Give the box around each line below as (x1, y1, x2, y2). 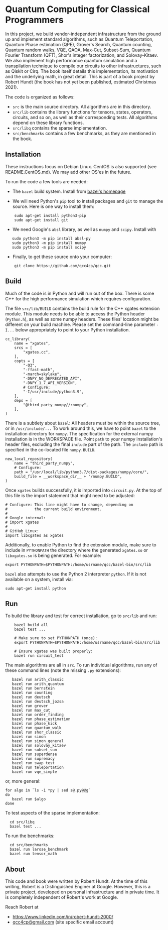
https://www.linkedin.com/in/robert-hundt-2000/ (12, 914, 114, 920)
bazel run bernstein (12, 686, 55, 691)
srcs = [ (14, 345, 33, 350)
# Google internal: (5, 515, 46, 520)
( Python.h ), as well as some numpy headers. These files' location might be (5, 316, 159, 322)
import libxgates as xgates (5, 533, 64, 538)
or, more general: (5, 778, 41, 784)
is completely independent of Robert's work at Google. (5, 894, 118, 900)
